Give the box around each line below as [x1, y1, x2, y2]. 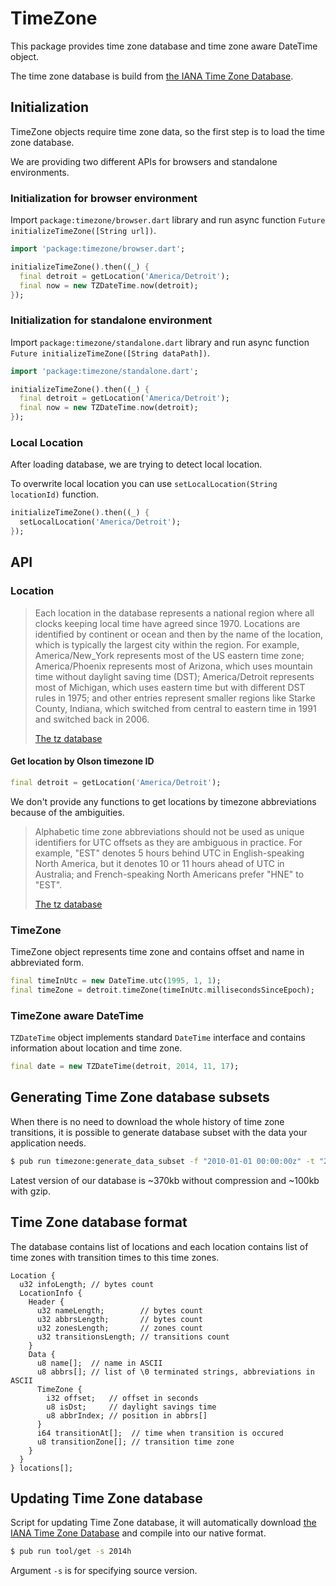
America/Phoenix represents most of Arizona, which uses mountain [34, 660, 313, 672]
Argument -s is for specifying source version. [10, 1565, 198, 1577]
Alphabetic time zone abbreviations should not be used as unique [34, 825, 305, 837]
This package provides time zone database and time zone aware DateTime [10, 40, 318, 52]
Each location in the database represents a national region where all [34, 607, 315, 619]
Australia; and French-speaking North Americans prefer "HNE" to [34, 868, 305, 880]
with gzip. [10, 1185, 51, 1197]
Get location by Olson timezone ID [10, 755, 155, 767]
